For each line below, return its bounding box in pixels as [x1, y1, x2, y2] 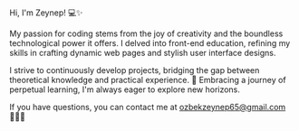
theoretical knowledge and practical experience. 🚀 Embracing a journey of [9, 75, 287, 85]
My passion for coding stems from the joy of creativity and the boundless [9, 28, 284, 39]
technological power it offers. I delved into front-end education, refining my [9, 38, 291, 48]
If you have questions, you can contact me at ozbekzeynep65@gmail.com [9, 102, 286, 112]
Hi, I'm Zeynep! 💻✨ [9, 7, 83, 18]
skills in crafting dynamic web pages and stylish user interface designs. [9, 48, 276, 58]
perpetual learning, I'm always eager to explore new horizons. [9, 84, 240, 95]
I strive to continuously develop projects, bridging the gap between [9, 65, 260, 75]
